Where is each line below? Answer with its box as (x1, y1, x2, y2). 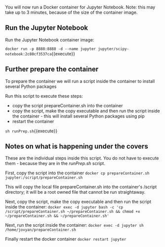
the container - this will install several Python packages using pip (12, 113, 145, 119)
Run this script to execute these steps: (5, 93, 83, 99)
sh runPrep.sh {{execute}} (5, 128, 58, 134)
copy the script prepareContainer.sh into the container (12, 102, 123, 108)
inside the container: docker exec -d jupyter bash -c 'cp (5, 204, 124, 210)
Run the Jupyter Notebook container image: (5, 37, 94, 42)
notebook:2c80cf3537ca (5, 51, 52, 56)
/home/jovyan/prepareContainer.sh (5, 227, 77, 233)
